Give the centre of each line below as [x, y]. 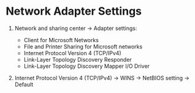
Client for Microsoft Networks [61, 40]
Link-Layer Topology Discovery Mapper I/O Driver [87, 66]
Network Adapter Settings [74, 11]
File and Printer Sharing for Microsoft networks [83, 46]
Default [24, 84]
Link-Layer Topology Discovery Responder [78, 59]
